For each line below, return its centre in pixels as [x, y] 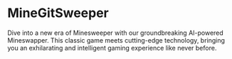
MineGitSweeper [58, 13]
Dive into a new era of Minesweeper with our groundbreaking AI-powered [116, 33]
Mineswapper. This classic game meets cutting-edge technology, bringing [116, 40]
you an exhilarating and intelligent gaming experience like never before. [112, 48]
